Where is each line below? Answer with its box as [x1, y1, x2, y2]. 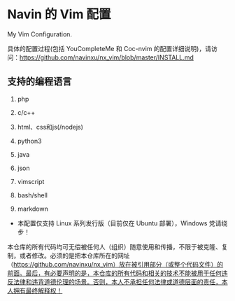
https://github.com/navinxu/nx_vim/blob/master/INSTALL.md [20, 53, 194, 62]
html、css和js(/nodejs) [17, 122, 84, 131]
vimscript [17, 177, 45, 185]
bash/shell [17, 190, 48, 199]
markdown [17, 204, 49, 213]
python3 [17, 136, 42, 145]
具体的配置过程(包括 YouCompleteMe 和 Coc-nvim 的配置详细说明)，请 [7, 44, 212, 52]
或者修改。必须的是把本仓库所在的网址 [19, 251, 130, 260]
